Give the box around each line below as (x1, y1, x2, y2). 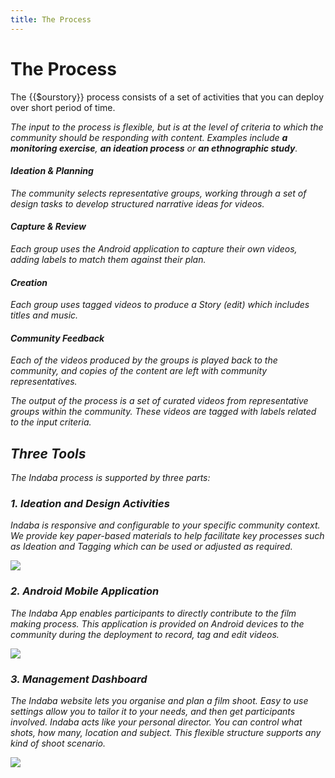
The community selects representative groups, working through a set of (10, 187, 307, 199)
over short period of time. (10, 101, 116, 113)
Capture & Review (10, 221, 87, 233)
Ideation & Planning (10, 165, 94, 177)
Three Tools (10, 445, 87, 462)
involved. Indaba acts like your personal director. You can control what (10, 716, 303, 728)
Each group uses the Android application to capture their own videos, (10, 242, 298, 255)
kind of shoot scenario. (10, 737, 106, 750)
